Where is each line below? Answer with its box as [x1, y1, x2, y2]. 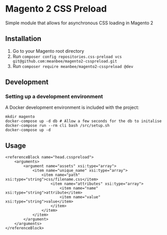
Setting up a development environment [5, 93, 103, 100]
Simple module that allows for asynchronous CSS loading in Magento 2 [5, 20, 153, 26]
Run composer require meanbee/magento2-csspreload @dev [12, 63, 134, 69]
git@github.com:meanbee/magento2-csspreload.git [12, 59, 117, 64]
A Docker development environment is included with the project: [5, 104, 140, 110]
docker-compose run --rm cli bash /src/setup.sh [5, 123, 110, 128]
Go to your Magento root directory [12, 48, 85, 54]
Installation [5, 34, 41, 43]
